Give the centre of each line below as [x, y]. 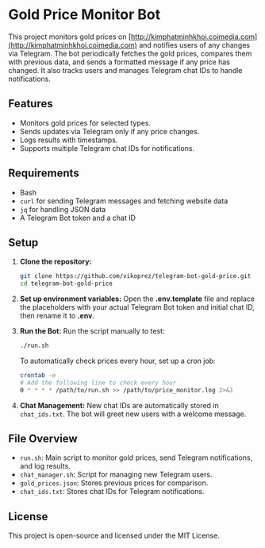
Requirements [44, 174]
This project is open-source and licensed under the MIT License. [114, 536]
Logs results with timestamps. [69, 140]
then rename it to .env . [57, 316]
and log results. [45, 466]
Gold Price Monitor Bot [84, 15]
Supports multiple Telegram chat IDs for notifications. [107, 148]
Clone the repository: [56, 262]
